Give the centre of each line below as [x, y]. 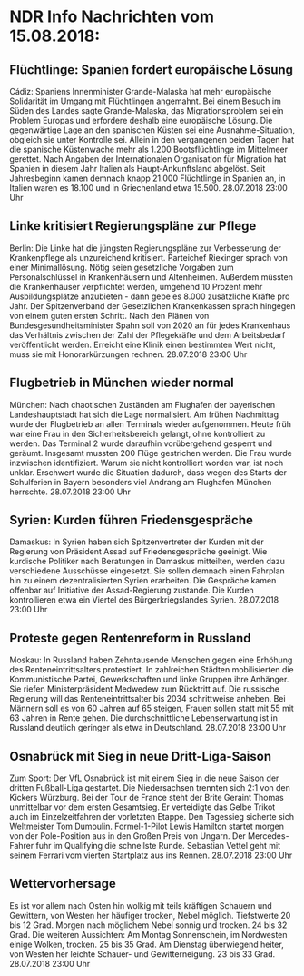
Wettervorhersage [63, 884]
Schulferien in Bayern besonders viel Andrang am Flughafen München [141, 482]
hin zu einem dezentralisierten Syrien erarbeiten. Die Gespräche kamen [143, 581]
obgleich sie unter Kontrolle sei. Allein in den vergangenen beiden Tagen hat [152, 139]
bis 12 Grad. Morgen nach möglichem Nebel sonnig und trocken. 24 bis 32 [148, 925]
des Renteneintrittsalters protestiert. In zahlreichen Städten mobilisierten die [152, 670]
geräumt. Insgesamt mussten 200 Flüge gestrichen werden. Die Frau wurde [151, 453]
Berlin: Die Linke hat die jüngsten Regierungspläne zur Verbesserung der [145, 248]
